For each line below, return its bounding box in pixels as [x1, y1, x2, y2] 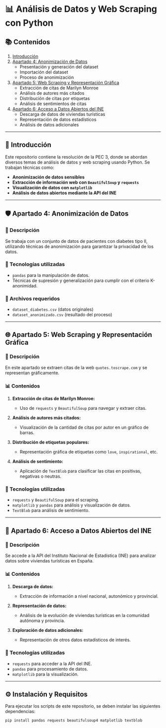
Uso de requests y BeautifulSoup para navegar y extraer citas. [19, 405, 147, 411]
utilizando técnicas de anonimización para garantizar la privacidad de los [5, 243, 154, 249]
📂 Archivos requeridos [5, 295, 60, 302]
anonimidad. [12, 282, 38, 288]
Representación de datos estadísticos [19, 116, 97, 122]
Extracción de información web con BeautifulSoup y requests [12, 179, 139, 185]
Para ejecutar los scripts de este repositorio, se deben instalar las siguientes [5, 703, 161, 709]
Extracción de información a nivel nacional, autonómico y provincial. [19, 593, 159, 599]
